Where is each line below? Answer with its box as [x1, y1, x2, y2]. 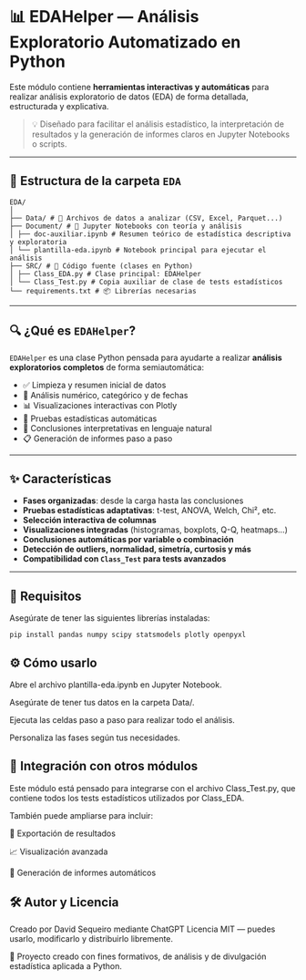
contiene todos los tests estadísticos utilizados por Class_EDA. [9, 792, 245, 803]
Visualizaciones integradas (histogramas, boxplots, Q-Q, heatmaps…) [22, 524, 289, 535]
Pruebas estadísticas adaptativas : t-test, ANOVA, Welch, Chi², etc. [22, 505, 277, 516]
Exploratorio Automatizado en [9, 32, 241, 53]
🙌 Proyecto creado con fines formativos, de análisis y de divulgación [9, 951, 267, 962]
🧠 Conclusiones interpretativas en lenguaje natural [22, 422, 212, 433]
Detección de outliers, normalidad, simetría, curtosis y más [22, 543, 252, 555]
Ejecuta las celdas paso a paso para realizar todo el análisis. [9, 715, 235, 725]
